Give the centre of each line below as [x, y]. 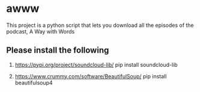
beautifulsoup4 [34, 82]
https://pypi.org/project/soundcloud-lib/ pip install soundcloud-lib [96, 65]
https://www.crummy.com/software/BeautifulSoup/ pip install [91, 76]
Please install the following [58, 50]
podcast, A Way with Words [41, 31]
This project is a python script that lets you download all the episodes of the [100, 25]
